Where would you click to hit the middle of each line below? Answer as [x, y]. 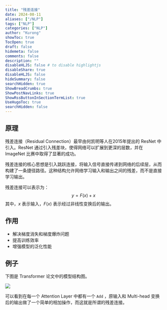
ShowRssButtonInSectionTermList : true [45, 98]
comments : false [22, 56]
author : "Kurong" [23, 33]
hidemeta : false [22, 51]
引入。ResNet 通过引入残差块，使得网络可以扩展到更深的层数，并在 [74, 147]
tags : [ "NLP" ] [20, 24]
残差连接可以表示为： [27, 187]
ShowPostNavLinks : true [30, 93]
